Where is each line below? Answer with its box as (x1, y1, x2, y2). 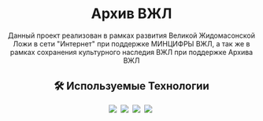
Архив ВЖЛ (91, 5, 172, 23)
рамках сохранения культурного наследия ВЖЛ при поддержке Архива (9, 47, 254, 57)
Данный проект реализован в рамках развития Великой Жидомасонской (8, 31, 255, 40)
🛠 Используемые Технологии (54, 79, 209, 93)
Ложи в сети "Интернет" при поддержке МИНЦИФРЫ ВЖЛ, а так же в (13, 38, 250, 48)
